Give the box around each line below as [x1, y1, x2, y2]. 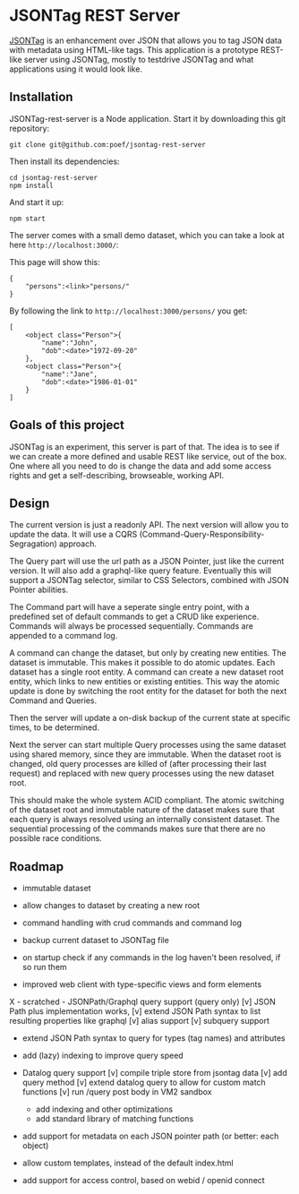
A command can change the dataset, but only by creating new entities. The [9, 648, 286, 658]
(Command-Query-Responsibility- [139, 529, 265, 540]
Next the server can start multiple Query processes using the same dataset [9, 740, 286, 751]
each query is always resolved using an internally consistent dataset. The [9, 814, 280, 825]
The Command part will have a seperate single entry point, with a [9, 602, 250, 613]
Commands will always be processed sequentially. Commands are [9, 621, 253, 631]
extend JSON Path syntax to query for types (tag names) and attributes [21, 1033, 286, 1044]
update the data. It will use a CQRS [9, 529, 138, 540]
